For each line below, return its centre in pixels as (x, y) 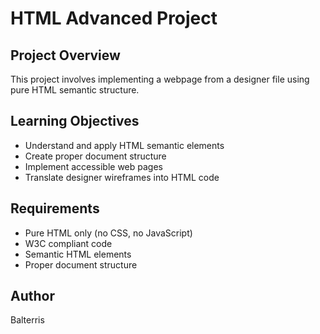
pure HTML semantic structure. (75, 90)
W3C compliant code (68, 243)
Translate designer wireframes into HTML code (122, 177)
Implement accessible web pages (93, 166)
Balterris (27, 320)
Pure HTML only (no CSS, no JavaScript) (108, 233)
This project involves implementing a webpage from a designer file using (160, 79)
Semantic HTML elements (78, 254)
